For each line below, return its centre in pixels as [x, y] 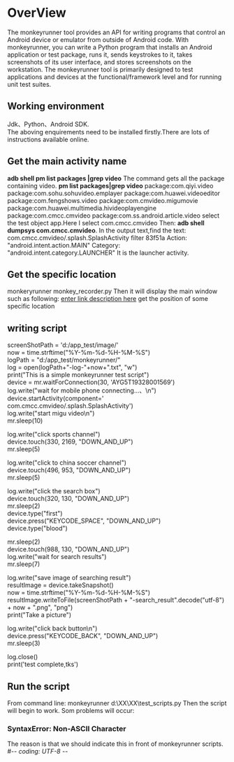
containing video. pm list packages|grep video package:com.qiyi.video [110, 185]
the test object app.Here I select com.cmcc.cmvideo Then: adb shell [106, 223]
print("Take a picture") [39, 615]
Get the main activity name [67, 161]
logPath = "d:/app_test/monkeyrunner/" [64, 360]
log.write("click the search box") [54, 491]
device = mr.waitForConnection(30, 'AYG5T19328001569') [91, 382]
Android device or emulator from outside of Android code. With [98, 39]
